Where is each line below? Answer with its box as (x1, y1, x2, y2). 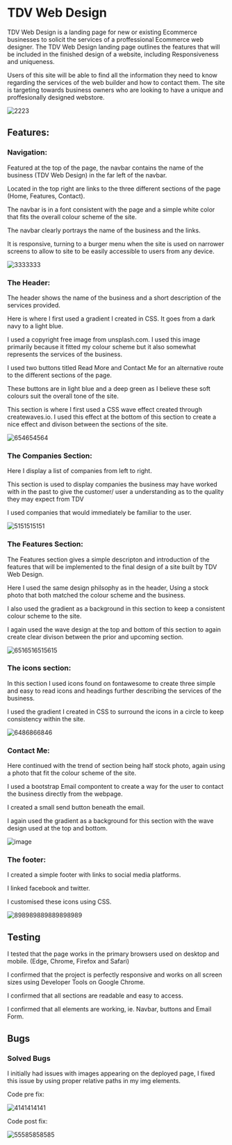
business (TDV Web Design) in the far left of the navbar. (7, 170, 167, 179)
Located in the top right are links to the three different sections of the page (7, 184, 221, 193)
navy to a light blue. (7, 321, 64, 330)
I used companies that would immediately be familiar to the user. (7, 509, 192, 517)
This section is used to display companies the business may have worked (7, 480, 217, 488)
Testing (7, 931, 41, 943)
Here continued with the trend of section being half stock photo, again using (7, 762, 226, 770)
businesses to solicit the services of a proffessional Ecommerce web (7, 35, 204, 43)
